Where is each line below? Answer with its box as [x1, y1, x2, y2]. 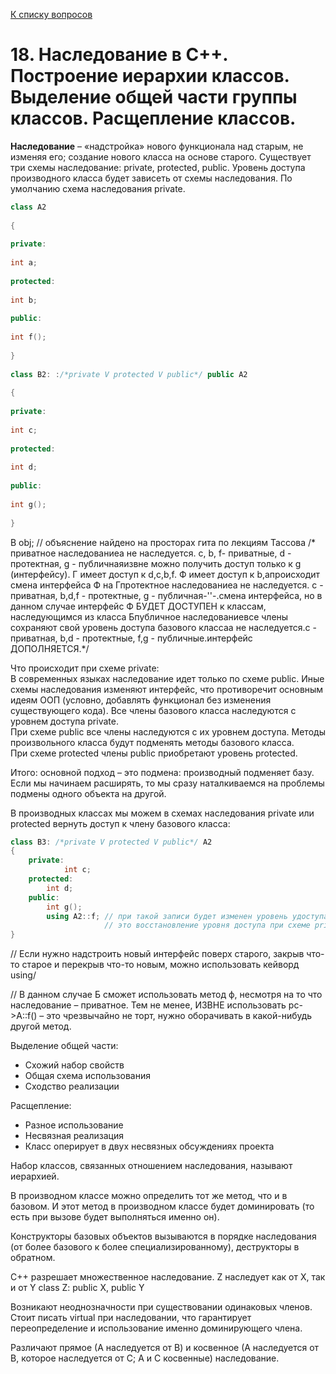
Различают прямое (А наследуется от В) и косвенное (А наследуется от [10, 1342, 320, 1354]
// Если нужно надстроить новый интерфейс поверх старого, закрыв [10, 948, 305, 960]
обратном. [10, 1252, 56, 1264]
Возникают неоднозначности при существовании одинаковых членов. [10, 1301, 313, 1313]
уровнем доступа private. [10, 715, 119, 727]
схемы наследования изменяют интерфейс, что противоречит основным [10, 683, 324, 695]
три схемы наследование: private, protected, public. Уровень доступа [10, 161, 306, 173]
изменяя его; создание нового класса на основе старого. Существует [10, 150, 312, 163]
